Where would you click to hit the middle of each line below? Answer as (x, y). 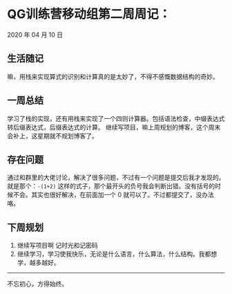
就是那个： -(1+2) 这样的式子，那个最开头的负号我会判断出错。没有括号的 (111, 186)
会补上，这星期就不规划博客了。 (52, 136)
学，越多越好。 (38, 263)
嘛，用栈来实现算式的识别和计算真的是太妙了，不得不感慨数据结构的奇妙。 (113, 76)
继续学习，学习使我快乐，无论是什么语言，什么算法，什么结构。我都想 (117, 254)
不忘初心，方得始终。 (37, 284)
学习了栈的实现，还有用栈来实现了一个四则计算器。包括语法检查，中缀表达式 (116, 118)
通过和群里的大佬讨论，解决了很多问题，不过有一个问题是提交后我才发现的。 (116, 178)
